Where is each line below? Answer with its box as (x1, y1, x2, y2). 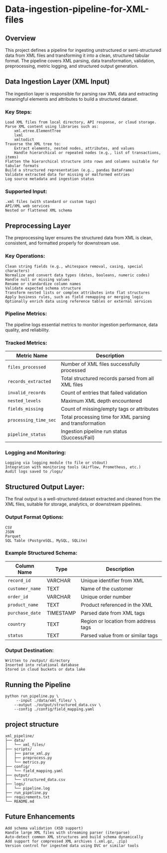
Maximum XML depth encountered (61, 397, 142, 404)
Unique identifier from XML (81, 577, 144, 584)
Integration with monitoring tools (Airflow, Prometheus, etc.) (5, 465, 141, 470)
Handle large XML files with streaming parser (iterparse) (5, 830, 130, 835)
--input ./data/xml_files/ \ (16, 698, 77, 703)
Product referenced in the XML (81, 601, 153, 608)
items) (5, 155, 19, 160)
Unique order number (81, 593, 131, 600)
